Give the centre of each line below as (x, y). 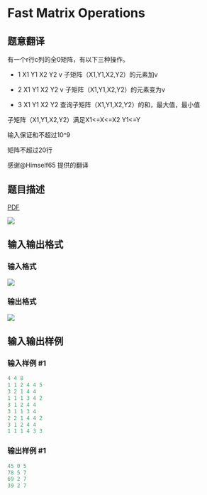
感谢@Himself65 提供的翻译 (48, 165)
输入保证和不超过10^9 (39, 135)
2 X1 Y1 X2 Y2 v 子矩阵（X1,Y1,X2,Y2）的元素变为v (91, 89)
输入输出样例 (35, 341)
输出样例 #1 (27, 451)
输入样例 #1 (27, 364)
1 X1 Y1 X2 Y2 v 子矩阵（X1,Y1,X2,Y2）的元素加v (88, 75)
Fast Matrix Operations (76, 13)
